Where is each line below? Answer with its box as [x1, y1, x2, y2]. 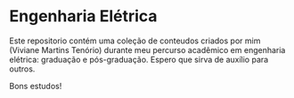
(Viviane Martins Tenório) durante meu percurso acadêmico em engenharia [9, 44, 286, 55]
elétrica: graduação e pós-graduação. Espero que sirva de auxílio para [9, 54, 269, 64]
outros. [9, 64, 36, 74]
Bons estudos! [9, 80, 62, 91]
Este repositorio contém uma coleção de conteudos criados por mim [9, 35, 261, 46]
